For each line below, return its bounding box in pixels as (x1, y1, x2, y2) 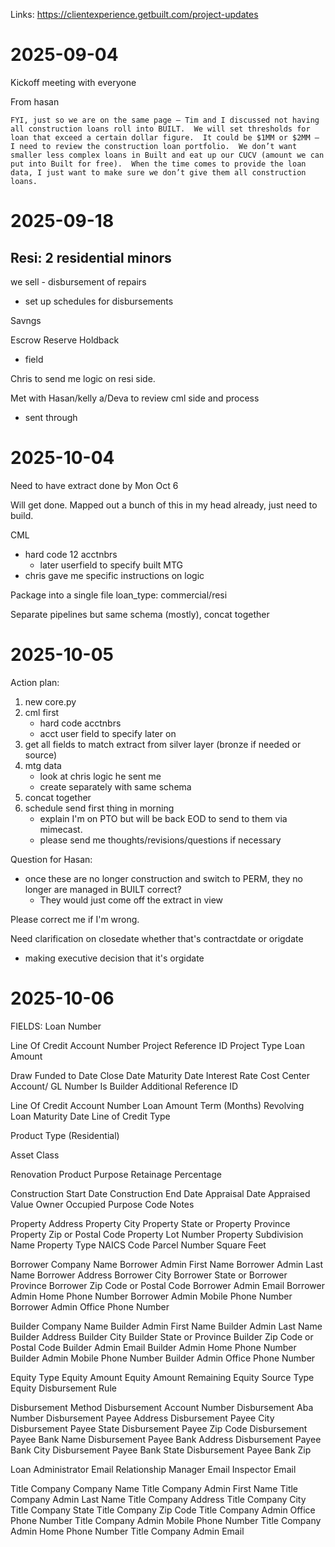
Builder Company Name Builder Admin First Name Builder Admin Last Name (10, 1320, 323, 1332)
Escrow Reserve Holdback (10, 334, 120, 346)
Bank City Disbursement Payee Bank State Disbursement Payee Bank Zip (10, 1444, 312, 1456)
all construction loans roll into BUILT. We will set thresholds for (10, 124, 311, 134)
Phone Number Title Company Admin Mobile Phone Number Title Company (10, 1514, 322, 1526)
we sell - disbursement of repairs (10, 275, 147, 288)
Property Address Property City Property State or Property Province (10, 1217, 291, 1229)
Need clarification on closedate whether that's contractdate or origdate (10, 932, 304, 944)
